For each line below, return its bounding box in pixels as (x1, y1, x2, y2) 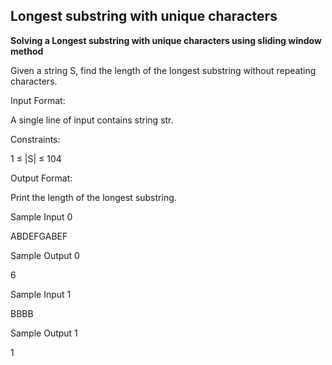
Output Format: (10, 172, 73, 184)
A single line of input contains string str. (10, 114, 174, 126)
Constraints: (10, 133, 61, 145)
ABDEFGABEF (10, 230, 68, 242)
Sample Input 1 (10, 288, 72, 300)
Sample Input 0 (10, 210, 73, 223)
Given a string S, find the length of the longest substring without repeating (10, 64, 317, 76)
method (10, 45, 44, 57)
